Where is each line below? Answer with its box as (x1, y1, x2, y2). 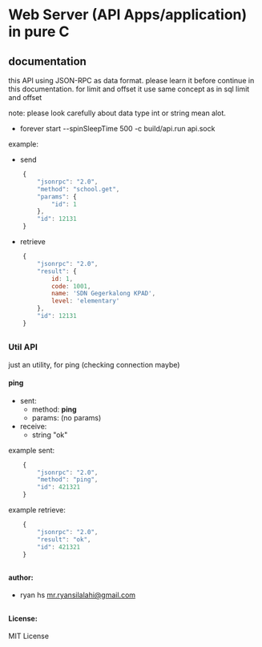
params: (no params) (31, 412, 102, 422)
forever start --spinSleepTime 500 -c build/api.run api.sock (19, 124, 216, 133)
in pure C (8, 22, 70, 41)
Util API (8, 342, 38, 353)
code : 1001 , (50, 282, 91, 290)
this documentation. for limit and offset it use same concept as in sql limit (8, 84, 250, 94)
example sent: (8, 445, 55, 455)
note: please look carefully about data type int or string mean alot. (8, 108, 227, 118)
